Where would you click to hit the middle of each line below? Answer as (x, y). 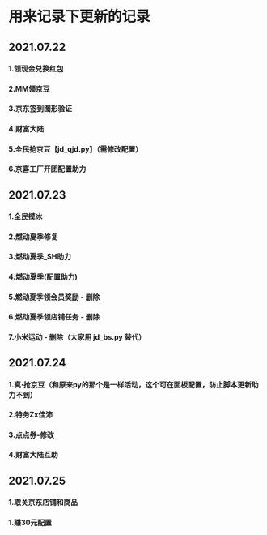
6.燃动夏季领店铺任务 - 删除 (54, 317)
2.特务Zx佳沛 (30, 415)
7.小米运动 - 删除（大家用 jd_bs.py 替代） (77, 336)
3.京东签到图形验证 (40, 109)
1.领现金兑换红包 (36, 69)
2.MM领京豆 (29, 88)
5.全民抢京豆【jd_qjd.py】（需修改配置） (76, 149)
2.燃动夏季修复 (33, 237)
